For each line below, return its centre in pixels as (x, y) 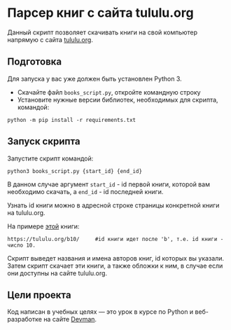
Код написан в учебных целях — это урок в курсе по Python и (100, 312)
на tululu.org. (26, 212)
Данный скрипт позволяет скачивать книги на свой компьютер (103, 32)
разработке (24, 319)
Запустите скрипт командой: (50, 158)
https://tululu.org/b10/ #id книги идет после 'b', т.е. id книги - (115, 239)
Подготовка (34, 62)
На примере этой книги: (43, 226)
